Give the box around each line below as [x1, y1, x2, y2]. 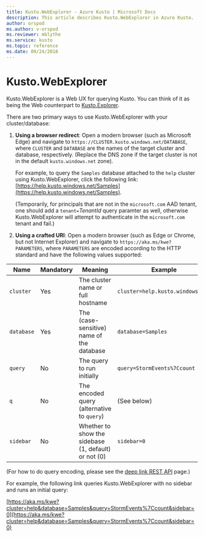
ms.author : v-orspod [6, 26, 59, 32]
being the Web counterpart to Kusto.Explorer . [6, 101, 120, 108]
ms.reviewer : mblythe [6, 32, 61, 38]
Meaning [81, 265, 108, 274]
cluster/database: [6, 119, 50, 127]
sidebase [78, 437, 105, 445]
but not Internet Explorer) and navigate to [15, 238, 119, 245]
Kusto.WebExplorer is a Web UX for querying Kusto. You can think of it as [6, 95, 190, 102]
